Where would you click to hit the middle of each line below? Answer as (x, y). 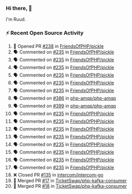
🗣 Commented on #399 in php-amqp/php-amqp (64, 106)
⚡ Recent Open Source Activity (45, 33)
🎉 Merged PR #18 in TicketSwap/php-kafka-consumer (70, 186)
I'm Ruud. (16, 20)
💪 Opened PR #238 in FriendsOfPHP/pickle (58, 46)
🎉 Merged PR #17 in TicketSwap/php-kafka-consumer (70, 180)
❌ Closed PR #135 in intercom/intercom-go (58, 174)
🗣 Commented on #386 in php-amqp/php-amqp (64, 98)
